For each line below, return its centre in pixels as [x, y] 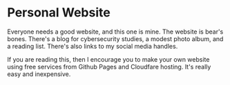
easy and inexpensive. [39, 74]
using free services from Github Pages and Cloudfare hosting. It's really [109, 66]
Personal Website [59, 13]
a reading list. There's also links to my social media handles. [93, 46]
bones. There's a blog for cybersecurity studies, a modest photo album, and [115, 38]
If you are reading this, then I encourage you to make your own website [108, 59]
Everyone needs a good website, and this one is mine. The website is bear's [115, 32]
